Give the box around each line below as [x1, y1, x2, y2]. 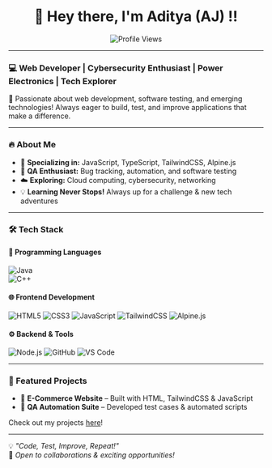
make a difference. [8, 111, 71, 121]
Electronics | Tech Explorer [8, 75, 117, 87]
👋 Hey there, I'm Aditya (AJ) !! [34, 7, 238, 26]
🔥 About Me [8, 139, 57, 151]
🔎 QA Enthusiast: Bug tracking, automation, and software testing [19, 166, 237, 176]
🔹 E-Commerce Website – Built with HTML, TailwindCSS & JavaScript [19, 394, 253, 403]
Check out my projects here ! [8, 418, 104, 428]
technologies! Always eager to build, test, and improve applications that [8, 103, 247, 113]
